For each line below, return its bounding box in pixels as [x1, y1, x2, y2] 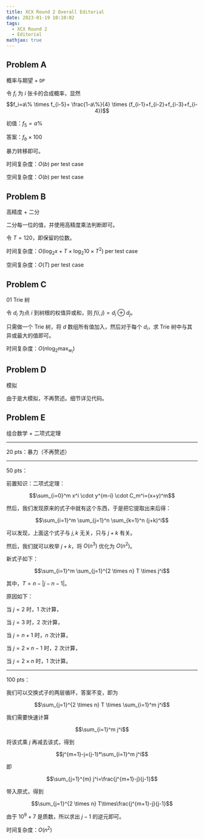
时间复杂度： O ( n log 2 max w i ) [6, 344, 75, 354]
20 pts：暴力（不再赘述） [6, 448, 70, 455]
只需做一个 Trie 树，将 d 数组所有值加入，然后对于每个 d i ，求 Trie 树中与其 [6, 323, 193, 332]
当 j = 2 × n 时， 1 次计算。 [6, 658, 72, 665]
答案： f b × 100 [6, 133, 42, 142]
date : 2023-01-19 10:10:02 [6, 15, 75, 21]
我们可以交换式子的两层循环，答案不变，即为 [6, 689, 118, 697]
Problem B [6, 191, 46, 201]
